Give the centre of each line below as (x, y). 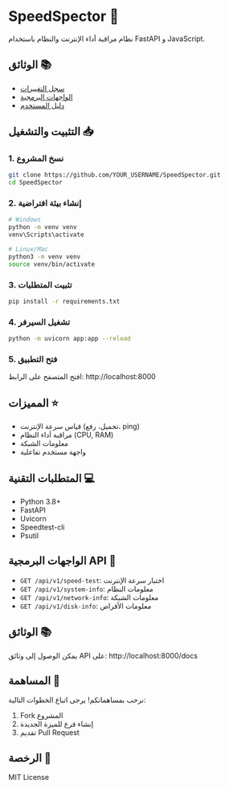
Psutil (29, 536)
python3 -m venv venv (45, 256)
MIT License (29, 778)
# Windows (25, 220)
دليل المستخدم (42, 105)
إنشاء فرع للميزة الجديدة (57, 724)
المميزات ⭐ (33, 403)
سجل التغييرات (42, 88)
